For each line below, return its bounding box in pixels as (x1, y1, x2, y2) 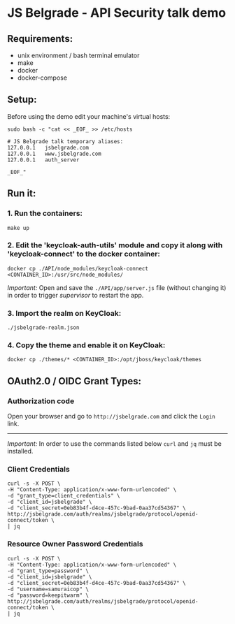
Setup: (7, 94, 37, 106)
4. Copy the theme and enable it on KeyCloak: (7, 340, 166, 350)
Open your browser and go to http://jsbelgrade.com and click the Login (7, 412, 215, 421)
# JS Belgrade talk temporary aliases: (7, 138, 124, 145)
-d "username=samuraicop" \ (7, 586, 90, 593)
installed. (7, 447, 34, 456)
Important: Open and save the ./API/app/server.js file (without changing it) (7, 283, 227, 291)
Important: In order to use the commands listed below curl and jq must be (7, 440, 222, 448)
